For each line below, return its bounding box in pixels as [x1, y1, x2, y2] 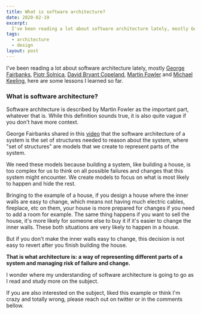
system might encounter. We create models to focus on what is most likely [6, 174, 190, 181]
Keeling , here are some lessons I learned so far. [6, 77, 124, 84]
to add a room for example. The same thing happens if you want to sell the [6, 211, 190, 218]
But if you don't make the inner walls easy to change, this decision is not [6, 235, 185, 243]
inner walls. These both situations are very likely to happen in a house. [6, 223, 179, 231]
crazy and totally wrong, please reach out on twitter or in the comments [6, 295, 183, 303]
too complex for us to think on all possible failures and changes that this [6, 168, 184, 175]
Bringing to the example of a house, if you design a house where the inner [6, 192, 188, 199]
